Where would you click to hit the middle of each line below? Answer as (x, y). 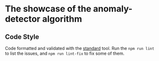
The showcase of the (48, 9)
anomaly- (113, 9)
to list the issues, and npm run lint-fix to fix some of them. (65, 53)
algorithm (62, 19)
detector (23, 19)
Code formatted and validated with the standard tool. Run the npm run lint (80, 48)
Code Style (22, 37)
